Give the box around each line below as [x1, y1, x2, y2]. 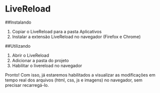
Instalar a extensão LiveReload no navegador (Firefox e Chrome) [12, 34, 141, 40]
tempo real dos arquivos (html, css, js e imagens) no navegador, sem [5, 77, 143, 83]
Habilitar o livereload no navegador [12, 63, 82, 68]
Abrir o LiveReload [12, 52, 49, 58]
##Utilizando [5, 43, 31, 49]
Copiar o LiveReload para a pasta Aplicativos [12, 28, 102, 34]
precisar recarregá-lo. [5, 82, 49, 88]
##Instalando [5, 19, 32, 25]
